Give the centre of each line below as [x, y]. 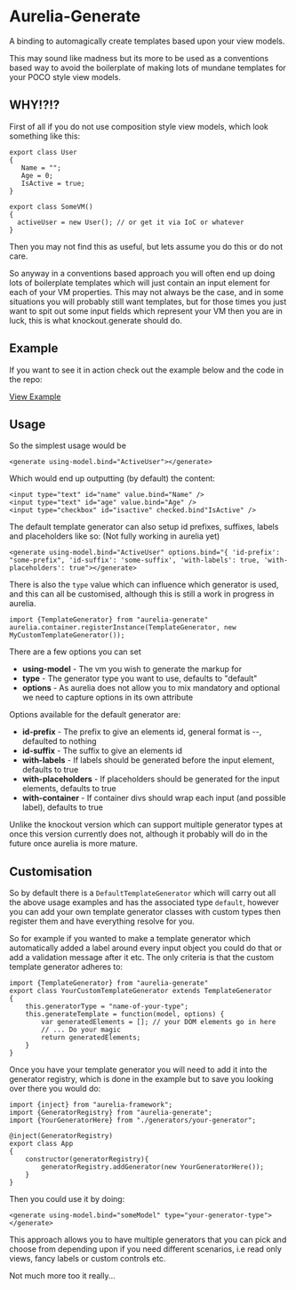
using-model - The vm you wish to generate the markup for [132, 669]
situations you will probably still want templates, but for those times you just [148, 301]
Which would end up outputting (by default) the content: [112, 478]
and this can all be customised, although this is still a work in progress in [142, 594]
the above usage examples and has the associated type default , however [144, 902]
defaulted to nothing [59, 741]
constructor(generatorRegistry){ [87, 1159]
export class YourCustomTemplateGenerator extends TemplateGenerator [141, 991]
